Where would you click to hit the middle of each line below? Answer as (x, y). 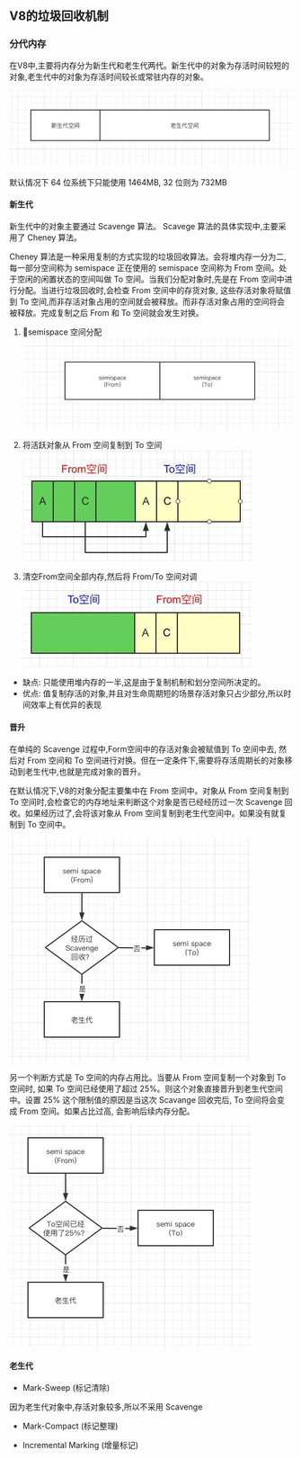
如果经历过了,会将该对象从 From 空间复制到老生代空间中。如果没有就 (152, 813)
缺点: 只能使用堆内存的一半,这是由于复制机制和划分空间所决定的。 (144, 683)
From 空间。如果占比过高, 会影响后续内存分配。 (107, 1111)
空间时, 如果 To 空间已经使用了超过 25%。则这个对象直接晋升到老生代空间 (146, 1088)
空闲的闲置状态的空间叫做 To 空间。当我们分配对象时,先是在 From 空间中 (150, 279)
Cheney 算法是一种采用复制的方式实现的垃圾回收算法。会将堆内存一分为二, (148, 256)
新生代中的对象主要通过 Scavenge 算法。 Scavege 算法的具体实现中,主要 (144, 226)
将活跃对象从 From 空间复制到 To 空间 (92, 445)
